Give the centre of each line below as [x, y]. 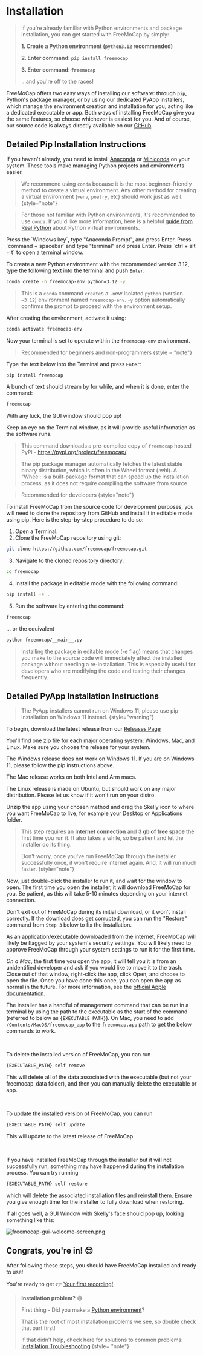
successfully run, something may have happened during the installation [95, 1166]
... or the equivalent [31, 628]
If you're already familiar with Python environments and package [101, 28]
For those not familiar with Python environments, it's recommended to [108, 215]
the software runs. [29, 434]
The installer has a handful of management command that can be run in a [98, 1005]
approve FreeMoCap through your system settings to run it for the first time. [101, 950]
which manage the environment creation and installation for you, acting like [100, 106]
